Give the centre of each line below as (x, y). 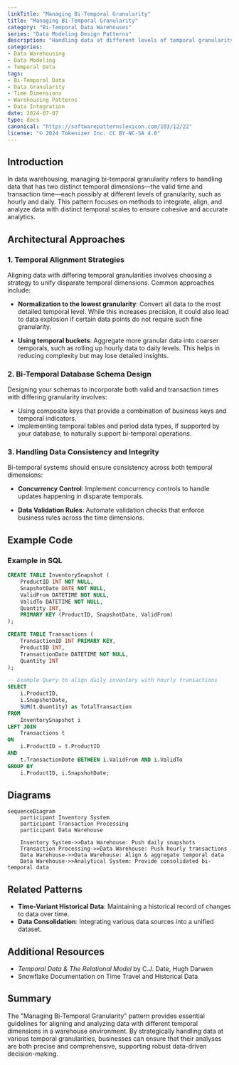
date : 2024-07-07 (33, 113)
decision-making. (33, 1054)
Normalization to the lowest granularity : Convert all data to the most (119, 304)
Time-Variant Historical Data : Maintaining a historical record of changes (124, 907)
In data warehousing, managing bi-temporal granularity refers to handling (115, 179)
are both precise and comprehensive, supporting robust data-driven (107, 1046)
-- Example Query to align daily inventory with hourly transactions (113, 681)
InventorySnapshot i (51, 720)
